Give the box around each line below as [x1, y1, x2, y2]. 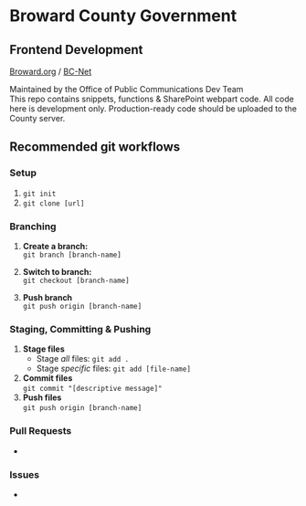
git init [22, 189, 57, 198]
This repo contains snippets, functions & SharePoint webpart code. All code [9, 93, 294, 104]
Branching [9, 220, 57, 233]
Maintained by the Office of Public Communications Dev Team [9, 84, 244, 94]
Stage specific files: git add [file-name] [36, 363, 192, 374]
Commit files [22, 373, 73, 384]
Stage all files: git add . [36, 353, 130, 364]
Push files [22, 392, 62, 403]
